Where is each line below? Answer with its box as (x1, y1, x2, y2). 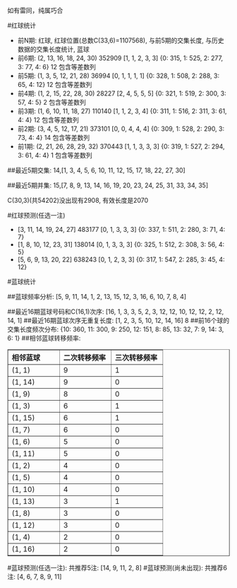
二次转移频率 (63, 353, 107, 363)
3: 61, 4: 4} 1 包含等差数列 (17, 151, 93, 159)
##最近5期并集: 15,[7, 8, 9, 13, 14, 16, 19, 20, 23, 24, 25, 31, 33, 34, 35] (7, 181, 209, 189)
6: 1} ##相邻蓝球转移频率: (7, 334, 81, 342)
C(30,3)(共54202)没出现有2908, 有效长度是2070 (7, 196, 149, 204)
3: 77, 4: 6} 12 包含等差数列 (17, 63, 97, 71)
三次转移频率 (115, 353, 158, 363)
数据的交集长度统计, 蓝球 (17, 45, 90, 53)
